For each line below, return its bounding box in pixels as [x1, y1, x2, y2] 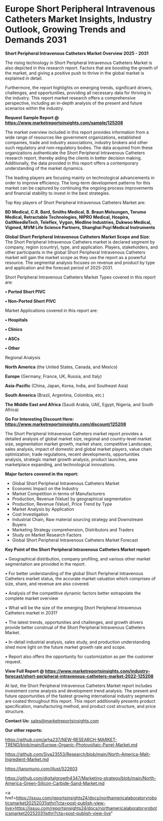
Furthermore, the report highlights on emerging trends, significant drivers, [5, 84, 153, 90]
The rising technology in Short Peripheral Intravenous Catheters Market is [5, 60, 152, 66]
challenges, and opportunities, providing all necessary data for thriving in [5, 90, 151, 96]
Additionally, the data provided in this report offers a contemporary [5, 160, 139, 166]
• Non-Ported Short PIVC [5, 298, 56, 304]
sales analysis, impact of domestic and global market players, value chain [5, 446, 152, 452]
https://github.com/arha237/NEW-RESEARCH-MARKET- [5, 737, 117, 742]
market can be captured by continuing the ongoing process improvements [5, 185, 154, 191]
